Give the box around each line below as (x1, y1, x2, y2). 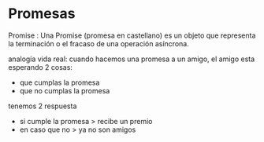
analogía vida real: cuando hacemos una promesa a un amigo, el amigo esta (8, 54, 255, 64)
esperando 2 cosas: (8, 62, 73, 71)
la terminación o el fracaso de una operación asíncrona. (8, 38, 189, 48)
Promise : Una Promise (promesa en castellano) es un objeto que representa (8, 31, 256, 40)
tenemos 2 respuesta (8, 101, 77, 111)
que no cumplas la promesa (19, 86, 110, 95)
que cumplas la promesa (19, 78, 100, 87)
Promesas (8, 5, 76, 23)
